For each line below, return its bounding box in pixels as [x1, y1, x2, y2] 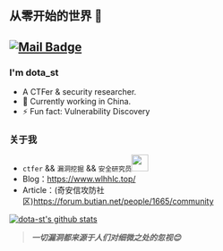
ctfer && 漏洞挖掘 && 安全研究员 [21, 163, 133, 174]
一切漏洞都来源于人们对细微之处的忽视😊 [30, 232, 182, 243]
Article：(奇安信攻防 [21, 185, 97, 196]
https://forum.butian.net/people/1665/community [32, 196, 214, 207]
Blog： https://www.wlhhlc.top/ [21, 173, 136, 185]
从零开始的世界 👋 [9, 8, 103, 24]
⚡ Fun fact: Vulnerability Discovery [21, 106, 150, 117]
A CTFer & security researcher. [21, 87, 137, 97]
